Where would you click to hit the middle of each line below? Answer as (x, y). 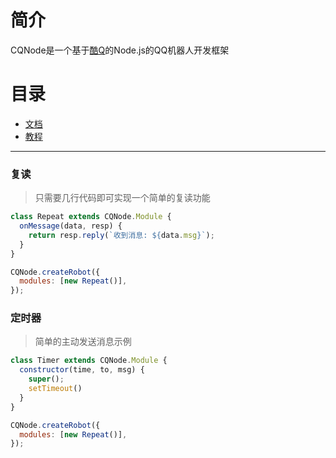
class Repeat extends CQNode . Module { (91, 217)
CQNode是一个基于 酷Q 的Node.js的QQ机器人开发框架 (120, 50)
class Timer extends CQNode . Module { (89, 361)
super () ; (46, 379)
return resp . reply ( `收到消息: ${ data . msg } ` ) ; (121, 235)
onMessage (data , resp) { (71, 226)
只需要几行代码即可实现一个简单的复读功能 (122, 198)
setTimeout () (55, 389)
